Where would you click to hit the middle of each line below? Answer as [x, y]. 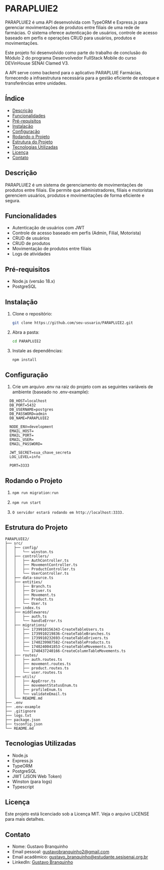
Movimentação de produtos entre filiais [52, 249]
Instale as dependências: [37, 350]
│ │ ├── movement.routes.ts [38, 664]
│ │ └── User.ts [26, 603]
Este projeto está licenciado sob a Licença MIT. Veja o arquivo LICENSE [77, 814]
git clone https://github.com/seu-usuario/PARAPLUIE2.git [72, 323]
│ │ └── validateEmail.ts [36, 694]
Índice [15, 99]
